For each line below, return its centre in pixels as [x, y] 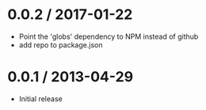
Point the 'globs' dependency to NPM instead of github [109, 36]
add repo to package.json [61, 44]
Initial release [40, 99]
